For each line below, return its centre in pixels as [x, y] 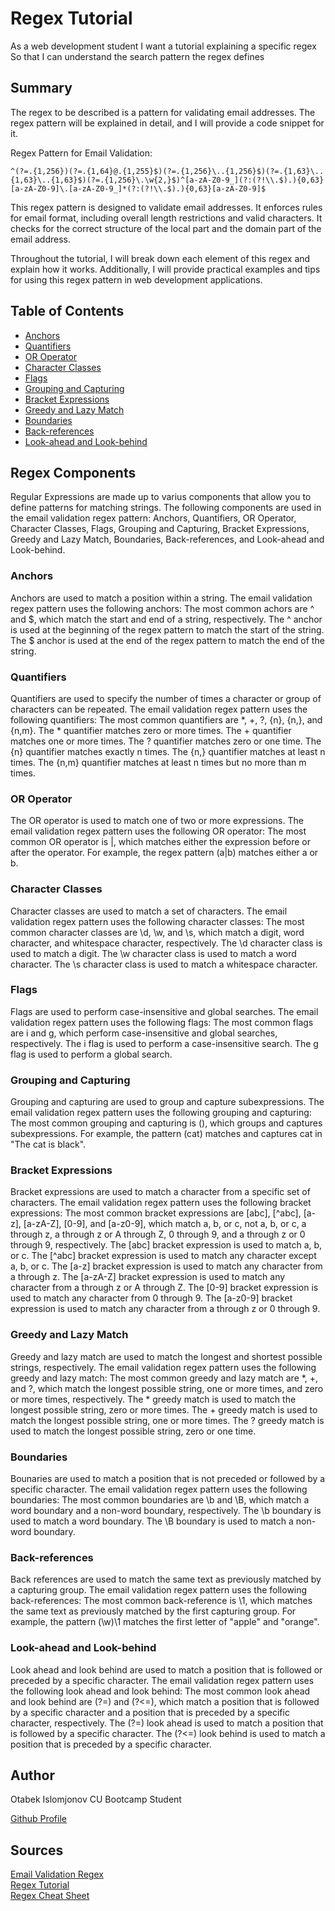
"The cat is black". [48, 1144]
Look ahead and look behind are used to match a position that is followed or [166, 1669]
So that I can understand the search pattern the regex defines [137, 56]
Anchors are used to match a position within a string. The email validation [161, 598]
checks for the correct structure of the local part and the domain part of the [166, 228]
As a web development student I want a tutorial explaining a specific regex [163, 46]
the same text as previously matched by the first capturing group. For [153, 1611]
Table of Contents [67, 311]
